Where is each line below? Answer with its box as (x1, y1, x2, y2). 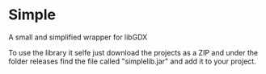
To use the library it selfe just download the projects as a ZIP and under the (8, 47, 259, 57)
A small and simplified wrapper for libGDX (8, 32, 148, 42)
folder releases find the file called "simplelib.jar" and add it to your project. (8, 56, 256, 66)
